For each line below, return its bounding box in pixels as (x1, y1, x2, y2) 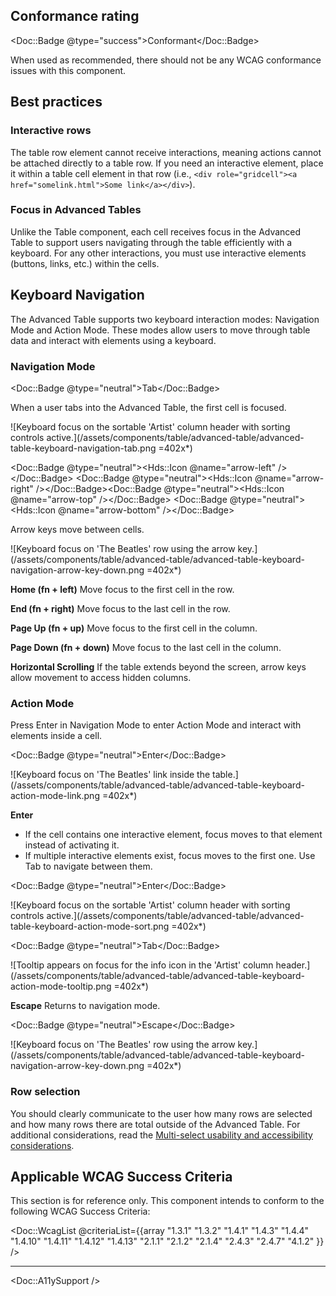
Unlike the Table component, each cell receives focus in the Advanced (10, 225, 302, 238)
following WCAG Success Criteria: (10, 1205, 151, 1218)
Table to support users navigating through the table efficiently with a (10, 236, 293, 248)
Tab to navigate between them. (24, 860, 153, 873)
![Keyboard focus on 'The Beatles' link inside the (10, 769, 211, 781)
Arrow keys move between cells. (10, 523, 145, 535)
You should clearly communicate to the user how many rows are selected (10, 1107, 313, 1119)
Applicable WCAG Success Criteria (10, 1168, 233, 1185)
